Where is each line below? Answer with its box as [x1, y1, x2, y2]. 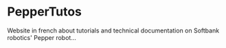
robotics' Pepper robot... [7, 33, 77, 41]
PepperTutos [7, 4, 82, 20]
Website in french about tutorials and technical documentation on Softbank [7, 26, 220, 34]
